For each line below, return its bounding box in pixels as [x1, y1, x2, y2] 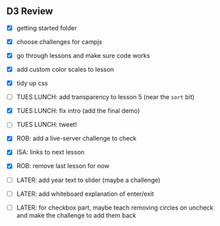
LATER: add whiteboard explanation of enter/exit [16, 189, 154, 198]
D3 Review [6, 6, 53, 17]
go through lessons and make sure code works [16, 51, 150, 59]
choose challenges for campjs [16, 37, 103, 45]
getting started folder [16, 23, 77, 32]
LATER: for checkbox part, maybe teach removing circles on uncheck [16, 203, 214, 212]
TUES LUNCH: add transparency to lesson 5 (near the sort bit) [16, 93, 194, 101]
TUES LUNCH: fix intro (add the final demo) [16, 107, 141, 115]
